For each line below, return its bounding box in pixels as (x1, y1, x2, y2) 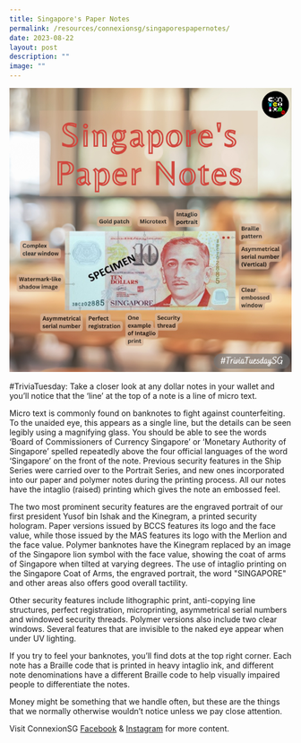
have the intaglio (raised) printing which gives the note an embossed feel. (9, 484, 280, 495)
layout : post (9, 43, 58, 52)
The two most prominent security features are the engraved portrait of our (9, 502, 284, 513)
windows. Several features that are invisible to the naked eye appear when (9, 624, 284, 635)
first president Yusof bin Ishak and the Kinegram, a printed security (9, 511, 257, 522)
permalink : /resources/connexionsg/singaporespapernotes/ (9, 23, 230, 33)
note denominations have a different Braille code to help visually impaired (9, 670, 280, 680)
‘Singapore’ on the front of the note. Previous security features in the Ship (9, 455, 282, 466)
